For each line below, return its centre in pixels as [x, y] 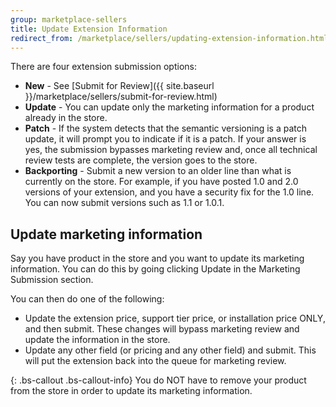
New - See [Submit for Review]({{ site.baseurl [119, 86]
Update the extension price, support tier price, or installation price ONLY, [175, 318]
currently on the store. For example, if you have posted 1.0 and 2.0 [161, 182]
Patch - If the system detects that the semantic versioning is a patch [165, 128]
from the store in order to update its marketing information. [131, 391]
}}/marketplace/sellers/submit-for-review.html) [121, 97]
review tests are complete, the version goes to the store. [141, 160]
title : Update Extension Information [89, 29]
